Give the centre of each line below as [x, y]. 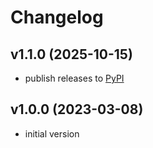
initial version [52, 133]
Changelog [57, 17]
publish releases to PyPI [74, 78]
